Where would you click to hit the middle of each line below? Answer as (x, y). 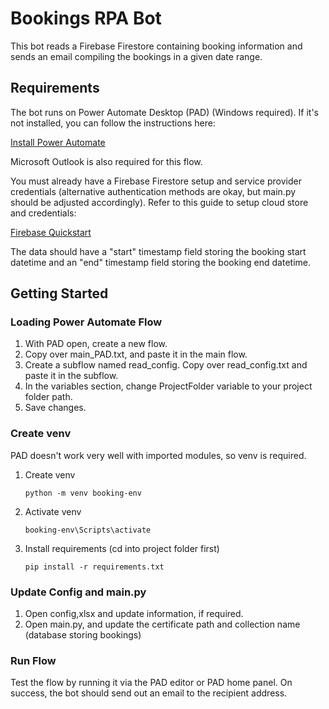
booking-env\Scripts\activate (88, 530)
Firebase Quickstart (51, 232)
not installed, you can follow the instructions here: (113, 123)
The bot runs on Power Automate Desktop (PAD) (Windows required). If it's (164, 112)
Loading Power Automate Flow (86, 322)
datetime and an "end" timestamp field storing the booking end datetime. (160, 262)
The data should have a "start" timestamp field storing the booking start (158, 251)
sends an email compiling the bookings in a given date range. (136, 56)
